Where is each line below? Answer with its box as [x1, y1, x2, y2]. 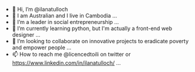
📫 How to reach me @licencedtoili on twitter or [12, 51, 131, 58]
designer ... [12, 31, 41, 38]
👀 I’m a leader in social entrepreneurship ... [12, 19, 119, 25]
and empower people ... [12, 44, 71, 51]
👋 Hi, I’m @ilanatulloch [12, 6, 68, 13]
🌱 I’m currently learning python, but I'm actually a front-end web [12, 25, 173, 32]
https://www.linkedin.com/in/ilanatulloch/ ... [12, 59, 121, 66]
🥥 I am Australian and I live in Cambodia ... [12, 12, 117, 19]
